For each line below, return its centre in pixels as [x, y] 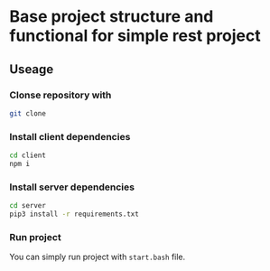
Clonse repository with [61, 95]
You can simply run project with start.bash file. [98, 257]
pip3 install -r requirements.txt [74, 214]
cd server [28, 206]
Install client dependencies [70, 136]
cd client [28, 155]
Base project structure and [112, 17]
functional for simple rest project [135, 36]
